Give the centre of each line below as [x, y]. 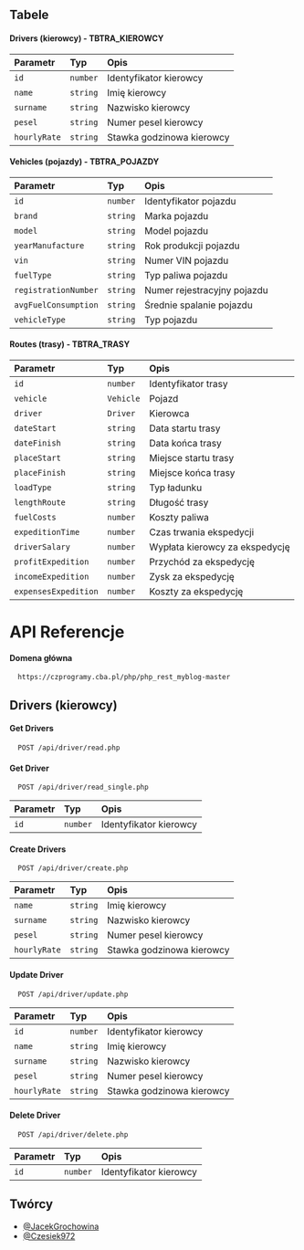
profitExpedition [52, 562]
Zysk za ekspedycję [192, 577]
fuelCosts [35, 517]
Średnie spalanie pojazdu [199, 305]
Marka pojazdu [177, 215]
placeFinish [40, 473]
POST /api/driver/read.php [69, 748]
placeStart [37, 458]
